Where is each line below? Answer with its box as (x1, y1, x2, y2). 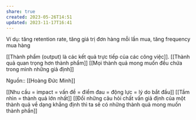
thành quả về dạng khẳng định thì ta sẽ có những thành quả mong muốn (6, 101, 181, 108)
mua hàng (6, 42, 31, 49)
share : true (6, 8, 35, 15)
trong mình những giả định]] (6, 66, 74, 73)
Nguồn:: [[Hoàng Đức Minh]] (6, 77, 75, 84)
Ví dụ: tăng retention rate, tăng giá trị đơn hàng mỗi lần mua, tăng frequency (6, 36, 191, 43)
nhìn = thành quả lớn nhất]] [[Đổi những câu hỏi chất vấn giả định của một (6, 95, 186, 102)
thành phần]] (6, 107, 38, 115)
